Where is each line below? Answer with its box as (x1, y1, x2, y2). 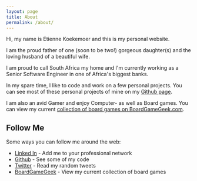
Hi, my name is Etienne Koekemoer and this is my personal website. (6, 36, 170, 43)
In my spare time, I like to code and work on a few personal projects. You (6, 82, 182, 89)
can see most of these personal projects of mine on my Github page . (6, 88, 172, 95)
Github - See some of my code (14, 156, 89, 163)
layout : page (6, 8, 38, 15)
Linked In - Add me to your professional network (14, 150, 132, 157)
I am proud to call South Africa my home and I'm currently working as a (6, 64, 179, 71)
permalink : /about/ (6, 19, 54, 25)
